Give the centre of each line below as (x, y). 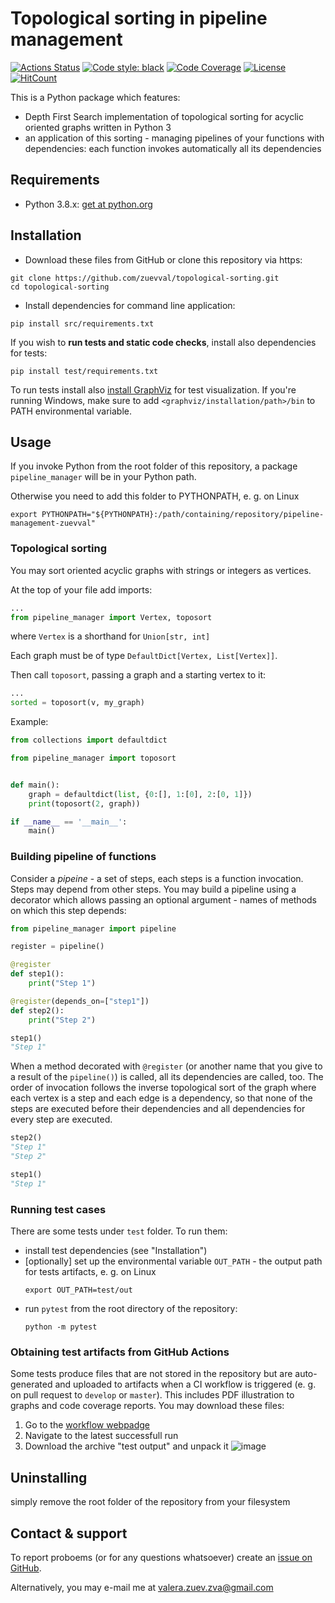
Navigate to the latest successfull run (101, 1436)
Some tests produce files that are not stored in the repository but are (151, 1374)
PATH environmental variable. (71, 411)
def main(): (35, 785)
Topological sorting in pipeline (139, 18)
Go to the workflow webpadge (87, 1425)
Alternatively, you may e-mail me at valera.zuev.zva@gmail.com (142, 1587)
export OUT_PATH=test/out (78, 1290)
